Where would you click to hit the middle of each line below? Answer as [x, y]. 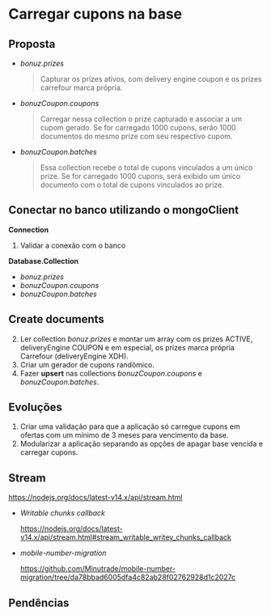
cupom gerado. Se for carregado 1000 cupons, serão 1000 [138, 127]
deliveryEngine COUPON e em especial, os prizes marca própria [127, 347]
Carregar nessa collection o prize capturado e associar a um [141, 119]
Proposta [32, 44]
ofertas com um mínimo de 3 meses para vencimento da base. [124, 435]
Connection [29, 229]
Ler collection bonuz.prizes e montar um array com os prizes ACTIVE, [136, 339]
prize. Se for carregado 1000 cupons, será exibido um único [140, 176]
